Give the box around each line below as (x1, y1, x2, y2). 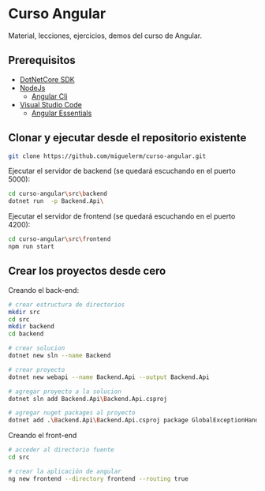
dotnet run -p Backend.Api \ (8, 197, 104, 205)
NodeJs (19, 83, 46, 92)
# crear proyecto (8, 365, 65, 373)
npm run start (8, 242, 55, 251)
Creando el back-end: (8, 285, 80, 294)
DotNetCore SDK (19, 74, 75, 84)
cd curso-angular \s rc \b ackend (8, 190, 108, 198)
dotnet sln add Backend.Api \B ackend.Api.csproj (8, 395, 168, 403)
